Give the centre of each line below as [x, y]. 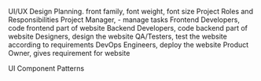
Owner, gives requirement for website [69, 53]
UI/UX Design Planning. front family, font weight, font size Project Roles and [131, 11]
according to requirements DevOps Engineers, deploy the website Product [129, 45]
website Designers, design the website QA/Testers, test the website [118, 36]
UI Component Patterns [46, 68]
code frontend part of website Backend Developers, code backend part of [128, 28]
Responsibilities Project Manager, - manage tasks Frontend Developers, [124, 20]
